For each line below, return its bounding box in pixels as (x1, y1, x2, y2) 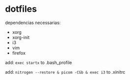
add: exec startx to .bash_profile (5, 59, 72, 65)
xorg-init (12, 34, 30, 40)
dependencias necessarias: (5, 20, 61, 26)
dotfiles (5, 3, 37, 15)
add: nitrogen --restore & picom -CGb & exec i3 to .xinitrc (5, 69, 126, 75)
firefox (12, 50, 26, 56)
